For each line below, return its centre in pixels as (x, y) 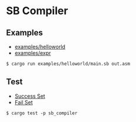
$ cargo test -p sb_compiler (42, 113)
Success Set (30, 96)
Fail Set (24, 102)
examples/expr (33, 53)
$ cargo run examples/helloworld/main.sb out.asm (68, 64)
